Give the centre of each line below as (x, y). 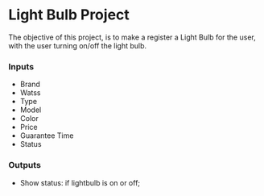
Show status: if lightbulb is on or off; (80, 182)
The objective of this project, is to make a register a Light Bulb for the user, (132, 37)
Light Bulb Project (69, 15)
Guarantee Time (47, 136)
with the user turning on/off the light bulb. (78, 45)
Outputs (25, 165)
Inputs (21, 66)
